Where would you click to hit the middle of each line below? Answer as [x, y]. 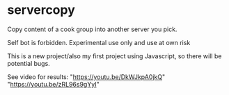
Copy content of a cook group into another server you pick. [92, 29]
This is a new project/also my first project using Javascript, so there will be [114, 56]
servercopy [41, 10]
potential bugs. [29, 63]
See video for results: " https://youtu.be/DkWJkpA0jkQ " [86, 77]
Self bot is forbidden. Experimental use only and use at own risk [99, 42]
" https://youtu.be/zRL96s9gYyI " [53, 84]
